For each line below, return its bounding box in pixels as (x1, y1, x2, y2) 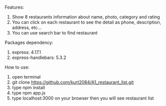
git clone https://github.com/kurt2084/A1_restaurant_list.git (11, 79, 134, 85)
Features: (4, 4, 24, 10)
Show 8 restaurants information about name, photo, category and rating (11, 14, 160, 19)
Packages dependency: (4, 39, 53, 45)
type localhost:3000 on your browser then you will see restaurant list (11, 95, 154, 101)
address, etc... (11, 24, 42, 30)
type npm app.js (11, 90, 46, 95)
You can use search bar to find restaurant (11, 30, 98, 35)
